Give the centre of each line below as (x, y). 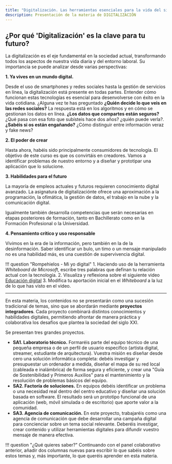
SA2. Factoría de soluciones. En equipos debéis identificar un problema (89, 386)
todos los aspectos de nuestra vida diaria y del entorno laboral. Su (75, 62)
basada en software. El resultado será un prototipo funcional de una (84, 397)
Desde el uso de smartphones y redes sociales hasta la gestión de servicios (85, 87)
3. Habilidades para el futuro (36, 176)
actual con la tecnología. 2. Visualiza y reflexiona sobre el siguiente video (83, 275)
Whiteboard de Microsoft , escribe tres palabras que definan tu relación (80, 270)
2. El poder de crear (26, 140)
